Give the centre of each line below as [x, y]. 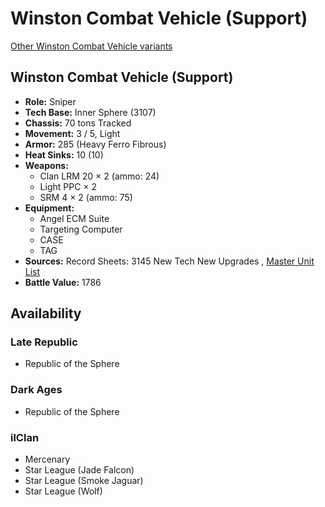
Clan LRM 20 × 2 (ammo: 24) [99, 176]
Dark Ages [36, 390]
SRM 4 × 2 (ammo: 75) [86, 197]
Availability [46, 313]
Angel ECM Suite [74, 218]
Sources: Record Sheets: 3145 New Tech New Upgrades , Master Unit [169, 261]
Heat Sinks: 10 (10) [64, 154]
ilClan [25, 437]
